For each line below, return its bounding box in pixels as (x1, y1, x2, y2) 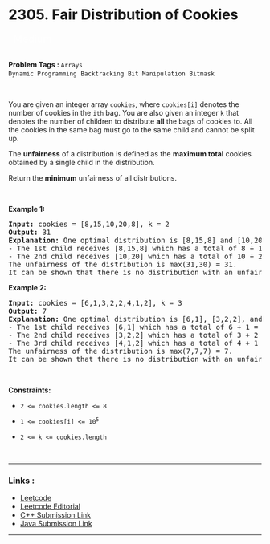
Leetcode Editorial (19, 501, 80, 511)
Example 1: (8, 204, 46, 213)
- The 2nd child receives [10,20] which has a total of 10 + (8, 251, 255, 261)
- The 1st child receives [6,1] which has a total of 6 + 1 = (8, 323, 259, 331)
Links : (8, 475, 35, 486)
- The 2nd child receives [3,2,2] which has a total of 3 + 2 (8, 331, 259, 339)
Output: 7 (8, 307, 47, 315)
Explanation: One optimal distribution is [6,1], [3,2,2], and (8, 315, 263, 323)
